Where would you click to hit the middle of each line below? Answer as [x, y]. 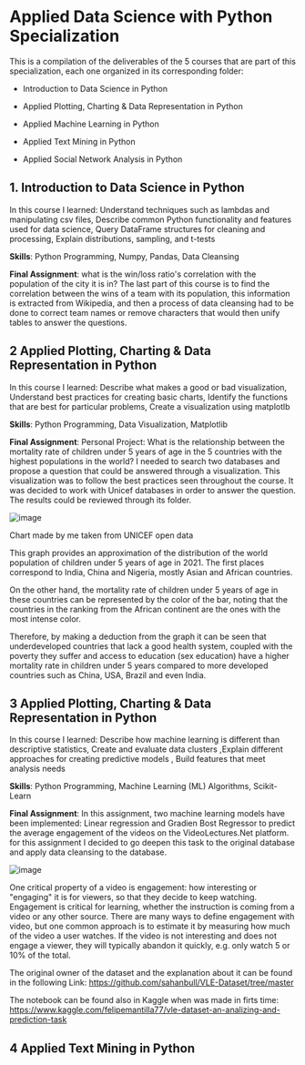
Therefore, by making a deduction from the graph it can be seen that [138, 636]
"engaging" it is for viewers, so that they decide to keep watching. [133, 898]
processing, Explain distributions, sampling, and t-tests [112, 238]
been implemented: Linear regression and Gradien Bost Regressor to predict [152, 823]
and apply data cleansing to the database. [88, 852]
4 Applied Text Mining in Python [102, 1048]
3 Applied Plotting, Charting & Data [111, 703]
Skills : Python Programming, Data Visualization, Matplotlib [119, 424]
